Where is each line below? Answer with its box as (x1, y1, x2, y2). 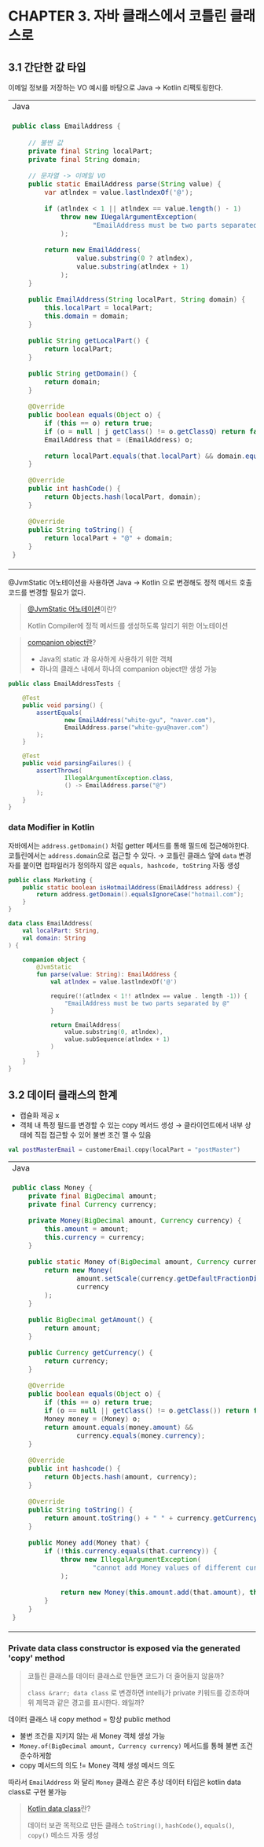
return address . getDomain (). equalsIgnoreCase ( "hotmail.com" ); (36, 891, 244, 899)
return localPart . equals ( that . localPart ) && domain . (44, 451, 246, 460)
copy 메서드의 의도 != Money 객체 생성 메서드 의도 (19, 1761, 175, 1770)
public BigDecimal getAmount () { (27, 1315, 153, 1325)
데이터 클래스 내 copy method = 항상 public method (8, 1714, 170, 1724)
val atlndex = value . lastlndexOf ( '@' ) (49, 978, 178, 986)
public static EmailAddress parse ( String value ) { (27, 179, 222, 189)
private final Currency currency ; (27, 1200, 157, 1209)
